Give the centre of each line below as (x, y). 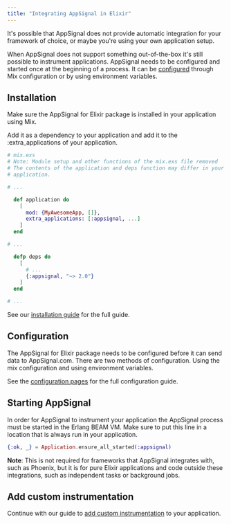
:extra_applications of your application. (63, 143)
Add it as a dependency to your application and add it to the (92, 135)
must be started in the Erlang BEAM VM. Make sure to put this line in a (107, 427)
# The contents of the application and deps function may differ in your (116, 168)
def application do (41, 199)
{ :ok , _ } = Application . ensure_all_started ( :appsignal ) (89, 447)
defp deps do (32, 257)
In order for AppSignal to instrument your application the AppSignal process (115, 419)
